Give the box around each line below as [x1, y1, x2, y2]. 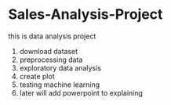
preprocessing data [19, 55, 83, 64]
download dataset [19, 46, 78, 56]
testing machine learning [19, 80, 100, 89]
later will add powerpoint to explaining [19, 88, 144, 97]
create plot [19, 71, 55, 81]
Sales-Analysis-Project [8, 5, 163, 24]
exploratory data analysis [19, 63, 102, 72]
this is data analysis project [8, 31, 96, 41]
